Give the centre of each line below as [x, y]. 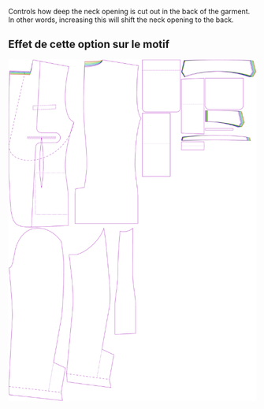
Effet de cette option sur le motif [89, 45]
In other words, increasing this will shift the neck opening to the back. [121, 20]
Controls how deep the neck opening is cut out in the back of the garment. [129, 11]
